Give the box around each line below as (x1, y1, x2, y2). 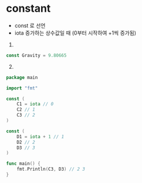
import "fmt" (6, 85, 38, 91)
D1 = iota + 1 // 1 (16, 134, 65, 139)
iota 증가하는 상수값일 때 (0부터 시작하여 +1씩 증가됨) (14, 29, 137, 36)
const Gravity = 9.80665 (6, 52, 67, 58)
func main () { (6, 161, 41, 167)
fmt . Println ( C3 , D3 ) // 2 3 (16, 167, 85, 172)
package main (6, 74, 38, 81)
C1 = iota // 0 (16, 101, 54, 107)
